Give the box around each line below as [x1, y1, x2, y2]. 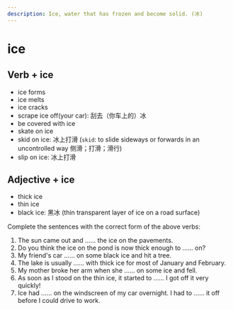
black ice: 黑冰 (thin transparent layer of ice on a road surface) [17, 208, 200, 217]
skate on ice [17, 127, 54, 135]
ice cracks [17, 103, 48, 111]
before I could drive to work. [17, 297, 101, 305]
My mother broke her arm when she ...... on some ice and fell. [17, 266, 198, 275]
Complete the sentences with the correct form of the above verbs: [7, 222, 200, 231]
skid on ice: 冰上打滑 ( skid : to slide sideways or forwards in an [17, 135, 200, 144]
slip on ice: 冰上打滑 [17, 153, 76, 161]
